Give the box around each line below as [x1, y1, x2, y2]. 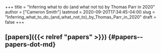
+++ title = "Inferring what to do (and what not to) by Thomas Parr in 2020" [5, 4, 155, 10]
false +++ [5, 19, 25, 25]
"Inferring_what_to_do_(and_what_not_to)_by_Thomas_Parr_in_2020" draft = [5, 14, 157, 20]
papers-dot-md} [5, 41, 56, 49]
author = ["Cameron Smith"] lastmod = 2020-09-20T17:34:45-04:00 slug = [5, 9, 156, 15]
